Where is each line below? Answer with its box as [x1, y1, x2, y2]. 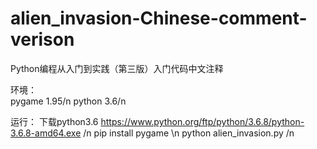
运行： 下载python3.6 [10, 115, 99, 127]
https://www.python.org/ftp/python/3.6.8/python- [100, 115, 305, 127]
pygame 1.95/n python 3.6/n [10, 95, 127, 107]
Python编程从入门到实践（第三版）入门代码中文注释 [10, 62, 224, 74]
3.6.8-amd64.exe [10, 127, 82, 139]
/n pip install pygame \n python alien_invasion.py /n [83, 127, 295, 139]
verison [10, 28, 75, 51]
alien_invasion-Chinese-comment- [10, 7, 308, 30]
